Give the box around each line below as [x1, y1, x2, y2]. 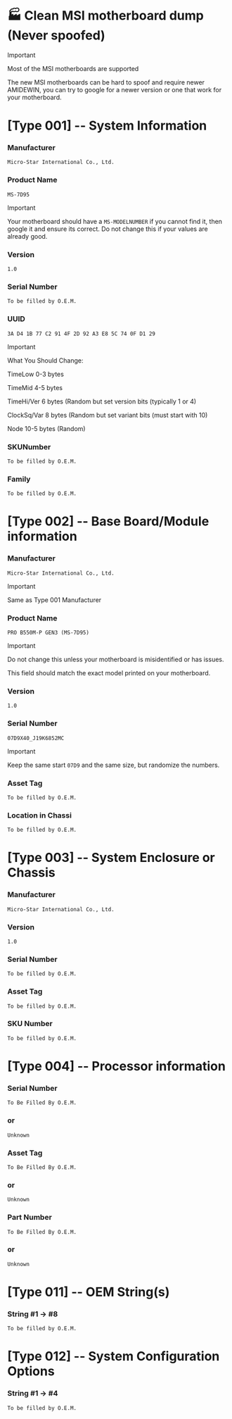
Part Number [7, 1213, 53, 1223]
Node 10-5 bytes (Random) [7, 424, 86, 432]
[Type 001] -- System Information [7, 118, 207, 134]
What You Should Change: [7, 356, 84, 365]
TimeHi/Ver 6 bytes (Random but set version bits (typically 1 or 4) [7, 397, 197, 406]
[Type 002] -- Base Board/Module [7, 513, 210, 530]
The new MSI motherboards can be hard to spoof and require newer [7, 77, 205, 87]
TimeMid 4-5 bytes [7, 383, 63, 392]
